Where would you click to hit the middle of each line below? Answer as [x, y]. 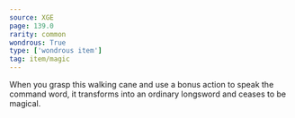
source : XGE [31, 17]
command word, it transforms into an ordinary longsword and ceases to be [147, 94]
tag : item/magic [40, 59]
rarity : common [38, 34]
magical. [25, 103]
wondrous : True [38, 42]
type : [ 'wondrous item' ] [56, 51]
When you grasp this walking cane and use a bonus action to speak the [142, 84]
